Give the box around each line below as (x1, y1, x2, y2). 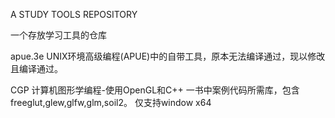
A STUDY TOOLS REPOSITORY (10, 9, 138, 20)
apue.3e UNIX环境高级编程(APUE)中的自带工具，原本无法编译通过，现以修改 (10, 50, 326, 62)
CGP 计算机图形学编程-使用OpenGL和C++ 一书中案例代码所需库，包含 (10, 84, 300, 96)
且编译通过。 (10, 63, 63, 74)
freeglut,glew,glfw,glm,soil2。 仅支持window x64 (10, 97, 212, 108)
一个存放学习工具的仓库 (10, 29, 107, 41)
